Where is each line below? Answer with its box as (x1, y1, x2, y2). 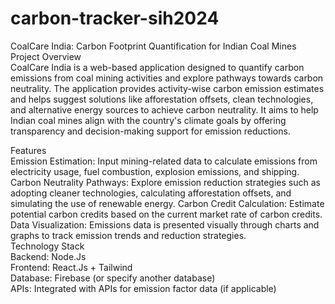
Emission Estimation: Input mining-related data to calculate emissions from (10, 155, 318, 167)
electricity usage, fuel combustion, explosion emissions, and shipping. (10, 165, 300, 177)
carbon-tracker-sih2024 (10, 7, 220, 30)
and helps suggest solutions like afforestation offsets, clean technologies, (10, 93, 314, 105)
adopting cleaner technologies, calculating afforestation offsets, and (10, 187, 292, 199)
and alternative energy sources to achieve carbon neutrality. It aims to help (10, 103, 319, 116)
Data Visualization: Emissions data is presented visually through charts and (10, 218, 320, 231)
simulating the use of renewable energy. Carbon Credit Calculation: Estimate (10, 197, 325, 209)
